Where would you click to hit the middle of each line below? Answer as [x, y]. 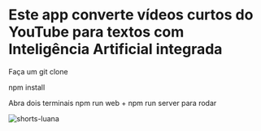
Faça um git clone [38, 71]
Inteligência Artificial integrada [115, 49]
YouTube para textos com [96, 32]
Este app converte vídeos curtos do [131, 15]
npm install [27, 87]
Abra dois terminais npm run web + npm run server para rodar [113, 103]
